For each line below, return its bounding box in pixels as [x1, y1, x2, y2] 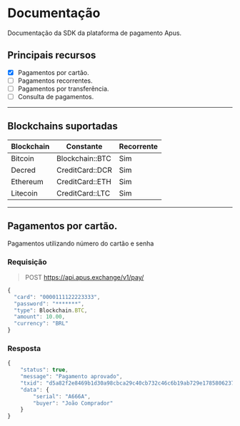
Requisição [7, 257, 48, 267]
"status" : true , [20, 366, 69, 374]
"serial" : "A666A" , [33, 392, 91, 400]
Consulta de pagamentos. [17, 92, 94, 101]
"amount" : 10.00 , [14, 313, 66, 320]
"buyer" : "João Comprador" [33, 400, 114, 407]
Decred [11, 165, 36, 175]
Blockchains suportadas [7, 120, 118, 133]
